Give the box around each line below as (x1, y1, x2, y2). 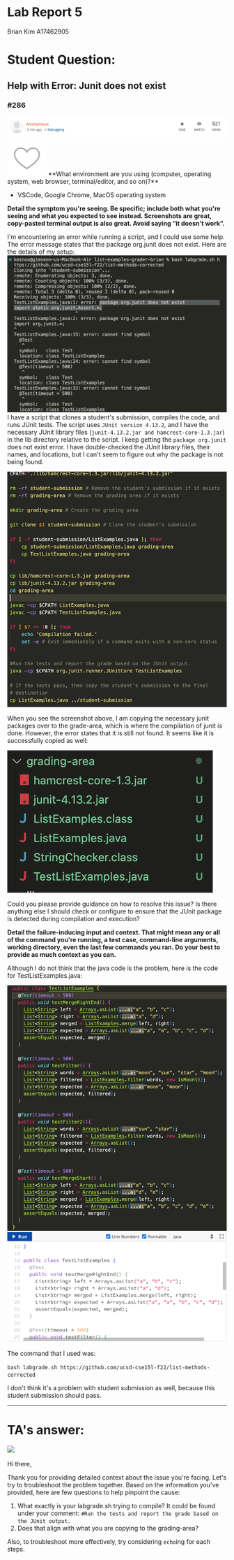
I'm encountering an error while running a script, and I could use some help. (7, 232, 225, 241)
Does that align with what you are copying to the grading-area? (17, 1524, 199, 1533)
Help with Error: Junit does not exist (7, 80, 166, 92)
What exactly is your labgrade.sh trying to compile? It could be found (17, 1502, 216, 1510)
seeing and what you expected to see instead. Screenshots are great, (7, 211, 212, 220)
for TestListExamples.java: (7, 972, 83, 980)
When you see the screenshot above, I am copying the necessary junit (7, 714, 210, 723)
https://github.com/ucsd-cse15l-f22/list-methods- (60, 1364, 210, 1371)
